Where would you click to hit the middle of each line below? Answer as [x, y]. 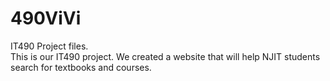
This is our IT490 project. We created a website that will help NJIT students [165, 56]
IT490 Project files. [49, 46]
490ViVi [46, 18]
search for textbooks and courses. [81, 67]
